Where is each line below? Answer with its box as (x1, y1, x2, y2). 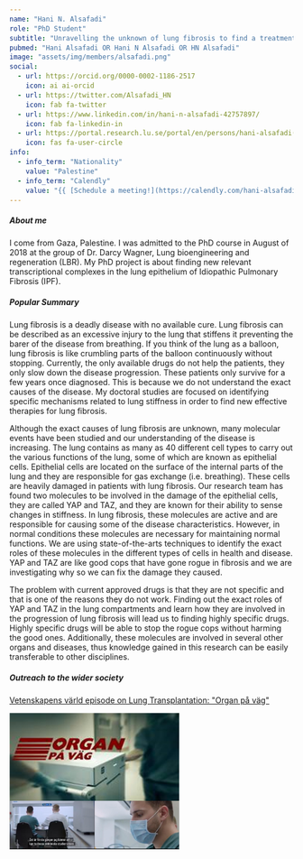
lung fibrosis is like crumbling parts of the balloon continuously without (9, 348, 273, 359)
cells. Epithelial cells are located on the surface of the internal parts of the (9, 461, 284, 473)
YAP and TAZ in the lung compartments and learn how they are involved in (9, 604, 286, 614)
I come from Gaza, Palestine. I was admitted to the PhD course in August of (9, 237, 289, 248)
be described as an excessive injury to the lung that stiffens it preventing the (9, 329, 294, 340)
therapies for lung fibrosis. (9, 406, 108, 417)
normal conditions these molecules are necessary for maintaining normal (9, 529, 280, 540)
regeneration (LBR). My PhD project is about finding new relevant (9, 257, 252, 268)
